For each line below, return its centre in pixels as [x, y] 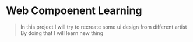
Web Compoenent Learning [74, 11]
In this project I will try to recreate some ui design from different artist [103, 27]
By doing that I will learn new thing [62, 33]
